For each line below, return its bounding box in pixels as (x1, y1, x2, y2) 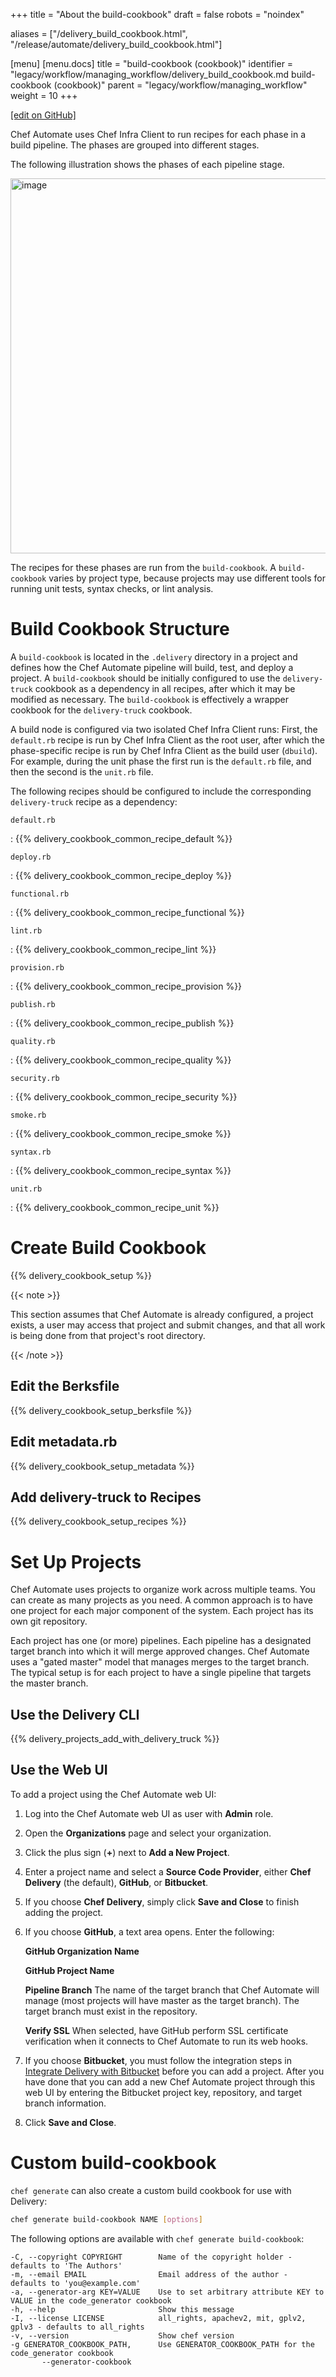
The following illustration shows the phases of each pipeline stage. (10, 159, 285, 170)
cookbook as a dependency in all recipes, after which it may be (34, 682, 296, 694)
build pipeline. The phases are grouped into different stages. (10, 139, 260, 151)
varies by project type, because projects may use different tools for (48, 572, 326, 584)
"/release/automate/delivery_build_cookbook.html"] (10, 39, 223, 50)
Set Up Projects (10, 1550, 142, 1573)
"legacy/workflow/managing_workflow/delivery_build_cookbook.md (10, 69, 290, 80)
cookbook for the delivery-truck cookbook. (10, 704, 193, 716)
